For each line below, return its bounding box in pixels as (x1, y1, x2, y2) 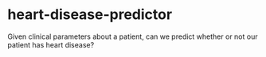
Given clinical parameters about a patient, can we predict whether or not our (7, 32, 258, 41)
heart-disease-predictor (7, 6, 173, 24)
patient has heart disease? (7, 40, 95, 49)
